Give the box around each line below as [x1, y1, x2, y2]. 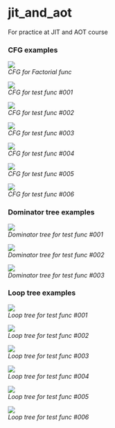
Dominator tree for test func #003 [8, 271, 105, 279]
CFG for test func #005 [8, 170, 75, 178]
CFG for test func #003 [8, 129, 75, 137]
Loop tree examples [8, 288, 76, 298]
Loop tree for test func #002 [8, 331, 89, 339]
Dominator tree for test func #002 [8, 250, 105, 259]
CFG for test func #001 [8, 88, 73, 96]
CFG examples [8, 45, 58, 55]
